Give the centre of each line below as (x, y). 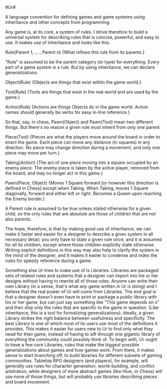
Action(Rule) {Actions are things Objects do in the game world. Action (77, 107)
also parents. (18, 219)
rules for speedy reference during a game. (49, 260)
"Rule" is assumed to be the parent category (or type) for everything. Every (83, 62)
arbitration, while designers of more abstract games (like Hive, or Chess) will (84, 371)
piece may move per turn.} (32, 153)
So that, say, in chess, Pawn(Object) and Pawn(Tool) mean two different (79, 122)
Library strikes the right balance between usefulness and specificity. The (80, 318)
